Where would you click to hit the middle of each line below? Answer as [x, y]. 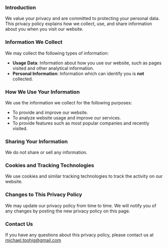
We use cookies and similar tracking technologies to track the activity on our [84, 176]
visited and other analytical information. [53, 68]
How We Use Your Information [42, 92]
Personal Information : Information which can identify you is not [78, 73]
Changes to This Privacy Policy [44, 195]
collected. [23, 79]
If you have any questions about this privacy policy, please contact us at [79, 235]
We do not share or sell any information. [46, 153]
